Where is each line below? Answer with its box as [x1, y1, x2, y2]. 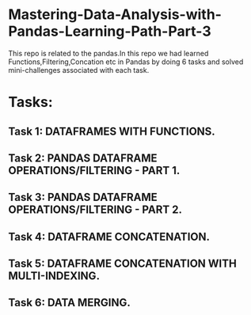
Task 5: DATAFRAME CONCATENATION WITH [8, 257, 238, 271]
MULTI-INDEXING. [8, 269, 101, 283]
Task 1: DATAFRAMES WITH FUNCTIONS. [8, 124, 215, 138]
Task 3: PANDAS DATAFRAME [8, 191, 158, 204]
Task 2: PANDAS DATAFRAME [8, 151, 158, 165]
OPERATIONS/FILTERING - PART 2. [8, 203, 182, 217]
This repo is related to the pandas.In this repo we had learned [8, 48, 209, 58]
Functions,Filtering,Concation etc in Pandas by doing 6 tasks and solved [8, 57, 244, 66]
